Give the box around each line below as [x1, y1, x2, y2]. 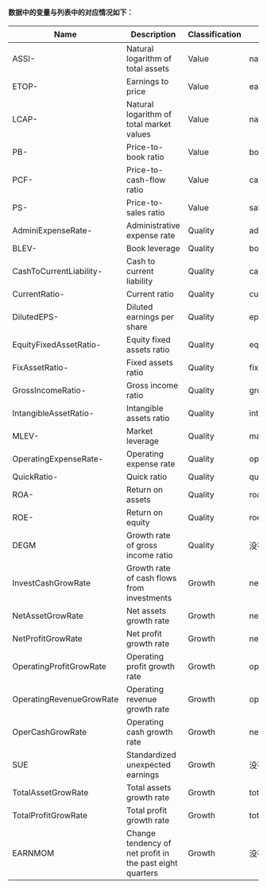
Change [126, 828, 157, 839]
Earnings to [126, 76, 169, 87]
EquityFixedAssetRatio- [12, 339, 102, 350]
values [126, 129, 151, 140]
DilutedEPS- [12, 311, 60, 323]
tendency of [126, 838, 172, 849]
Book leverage [126, 243, 180, 254]
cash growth [126, 727, 173, 738]
